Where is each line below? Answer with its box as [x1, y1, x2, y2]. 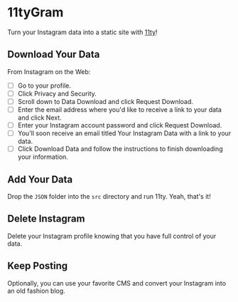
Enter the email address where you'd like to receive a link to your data [17, 105, 222, 114]
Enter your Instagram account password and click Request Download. [17, 121, 222, 129]
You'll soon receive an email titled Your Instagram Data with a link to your [17, 129, 232, 137]
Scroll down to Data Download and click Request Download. [17, 97, 194, 105]
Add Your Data [7, 173, 73, 185]
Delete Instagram [7, 213, 85, 225]
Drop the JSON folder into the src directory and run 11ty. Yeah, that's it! [7, 192, 211, 200]
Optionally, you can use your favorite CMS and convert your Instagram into [7, 278, 226, 287]
